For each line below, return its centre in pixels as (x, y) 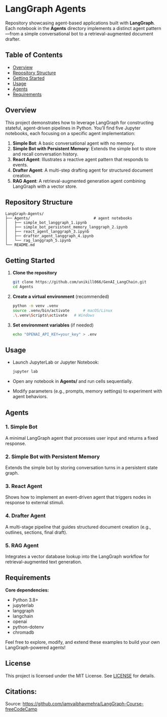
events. (20, 165)
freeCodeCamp (21, 709)
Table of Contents (34, 55)
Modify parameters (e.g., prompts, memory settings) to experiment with (87, 391)
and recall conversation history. (45, 154)
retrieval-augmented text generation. (44, 562)
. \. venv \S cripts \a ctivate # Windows (53, 315)
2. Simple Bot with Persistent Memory (53, 457)
